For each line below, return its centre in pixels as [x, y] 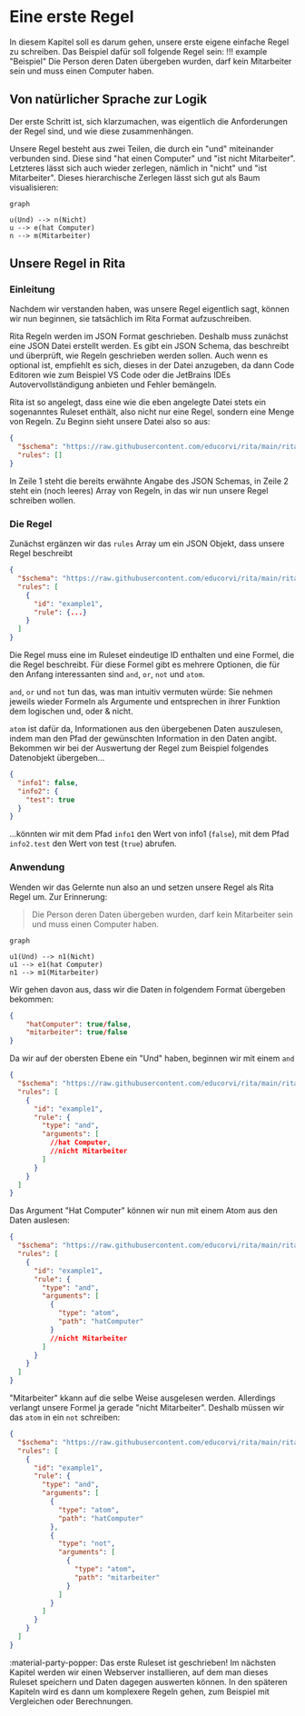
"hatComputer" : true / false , [79, 1024]
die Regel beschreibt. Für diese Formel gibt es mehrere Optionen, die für [145, 664]
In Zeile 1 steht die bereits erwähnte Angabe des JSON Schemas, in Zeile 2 [149, 481]
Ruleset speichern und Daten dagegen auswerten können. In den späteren [148, 1681]
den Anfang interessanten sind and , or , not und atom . [108, 674]
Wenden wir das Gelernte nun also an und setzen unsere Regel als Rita [142, 887]
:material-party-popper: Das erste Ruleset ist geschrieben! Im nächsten [143, 1662]
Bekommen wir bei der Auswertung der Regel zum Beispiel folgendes [139, 748]
